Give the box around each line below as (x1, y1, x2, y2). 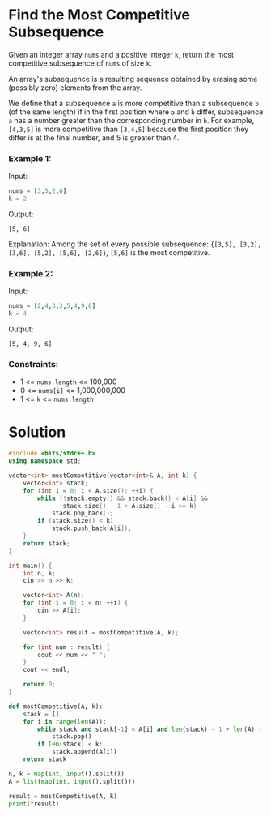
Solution (8, 423, 66, 441)
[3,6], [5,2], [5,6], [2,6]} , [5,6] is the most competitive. (8, 247, 210, 257)
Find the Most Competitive (8, 6, 191, 24)
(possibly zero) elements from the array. (8, 83, 142, 92)
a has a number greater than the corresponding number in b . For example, (8, 115, 255, 125)
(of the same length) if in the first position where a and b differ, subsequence (8, 107, 264, 117)
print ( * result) (8, 800, 60, 808)
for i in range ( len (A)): (23, 717, 107, 726)
